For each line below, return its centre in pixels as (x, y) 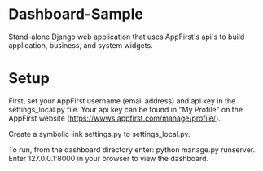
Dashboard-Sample (76, 14)
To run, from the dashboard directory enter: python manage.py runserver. (132, 149)
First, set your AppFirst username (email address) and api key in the (122, 101)
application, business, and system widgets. (81, 45)
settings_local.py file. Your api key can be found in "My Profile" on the (125, 109)
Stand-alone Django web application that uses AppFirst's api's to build (127, 37)
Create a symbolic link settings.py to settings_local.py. (99, 134)
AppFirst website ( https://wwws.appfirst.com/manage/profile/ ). (115, 118)
